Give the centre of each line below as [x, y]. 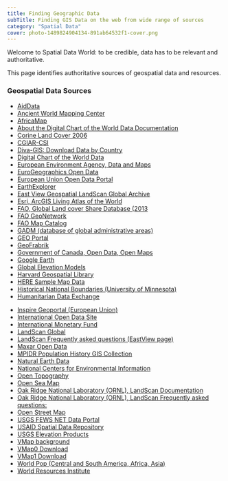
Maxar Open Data [42, 346]
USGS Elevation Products [53, 434]
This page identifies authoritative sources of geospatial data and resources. [114, 73]
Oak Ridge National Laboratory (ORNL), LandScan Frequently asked [113, 398]
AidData [28, 106]
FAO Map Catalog [42, 223]
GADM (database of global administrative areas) [85, 230]
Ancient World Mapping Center [61, 113]
